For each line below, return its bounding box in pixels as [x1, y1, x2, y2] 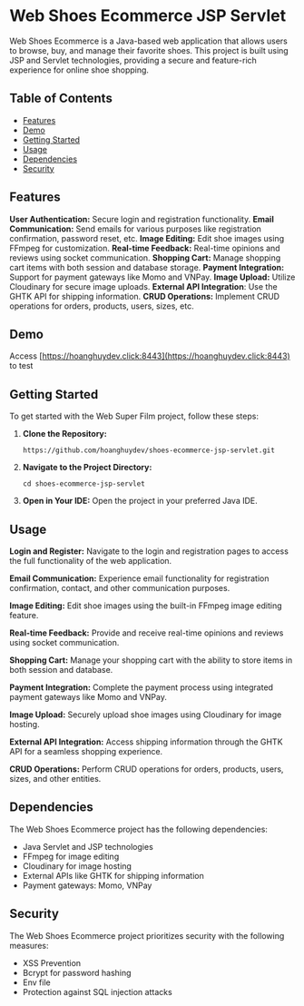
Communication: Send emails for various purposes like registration [9, 223, 261, 234]
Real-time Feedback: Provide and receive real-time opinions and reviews [9, 627, 284, 638]
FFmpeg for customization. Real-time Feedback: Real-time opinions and [9, 242, 280, 253]
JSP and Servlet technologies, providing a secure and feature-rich [9, 54, 257, 65]
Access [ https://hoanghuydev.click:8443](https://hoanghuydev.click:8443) [9, 350, 290, 361]
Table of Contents [9, 91, 113, 106]
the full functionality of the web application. [9, 556, 172, 566]
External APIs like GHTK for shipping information [22, 870, 204, 881]
